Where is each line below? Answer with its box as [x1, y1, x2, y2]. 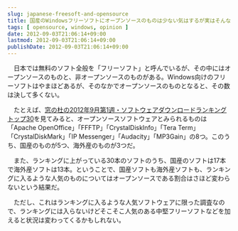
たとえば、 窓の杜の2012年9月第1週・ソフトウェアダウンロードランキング [13, 106, 227, 114]
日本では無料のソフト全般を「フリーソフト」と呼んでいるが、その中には [13, 64, 225, 72]
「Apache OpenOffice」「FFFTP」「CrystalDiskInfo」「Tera [7, 124, 177, 131]
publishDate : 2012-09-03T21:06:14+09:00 [7, 43, 129, 50]
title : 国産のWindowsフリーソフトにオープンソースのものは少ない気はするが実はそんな [7, 17, 232, 24]
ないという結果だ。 [7, 183, 64, 191]
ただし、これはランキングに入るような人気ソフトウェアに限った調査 [13, 198, 213, 206]
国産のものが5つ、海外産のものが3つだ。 [19, 141, 139, 149]
